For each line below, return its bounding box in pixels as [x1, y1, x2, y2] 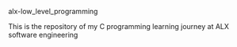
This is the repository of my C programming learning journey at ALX [8, 22, 230, 31]
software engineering [8, 31, 78, 39]
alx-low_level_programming [8, 7, 98, 16]
